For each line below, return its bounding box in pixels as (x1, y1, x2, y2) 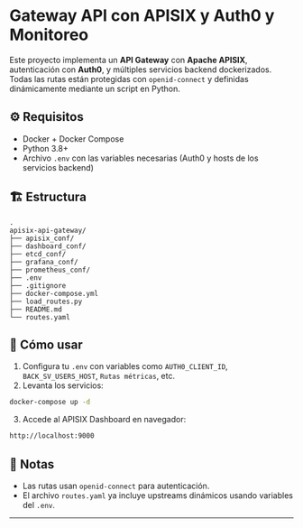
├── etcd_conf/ (9, 249, 67, 258)
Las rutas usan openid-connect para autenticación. (22, 480, 210, 491)
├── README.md (9, 304, 63, 314)
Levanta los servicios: (22, 380, 104, 391)
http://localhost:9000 (9, 431, 95, 440)
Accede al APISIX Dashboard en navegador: (22, 414, 187, 425)
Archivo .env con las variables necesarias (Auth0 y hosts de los (22, 153, 259, 163)
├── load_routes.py (9, 297, 83, 306)
